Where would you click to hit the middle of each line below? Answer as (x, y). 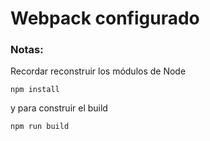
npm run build (40, 127)
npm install (35, 90)
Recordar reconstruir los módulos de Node (98, 71)
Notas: (27, 50)
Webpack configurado (105, 18)
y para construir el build (59, 108)
